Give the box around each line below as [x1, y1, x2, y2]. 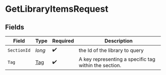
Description [104, 38, 133, 44]
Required [52, 38, 74, 44]
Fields [5, 23, 25, 31]
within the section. [79, 62, 122, 69]
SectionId [7, 48, 31, 53]
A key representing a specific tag [79, 56, 156, 62]
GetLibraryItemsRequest [5, 3, 109, 15]
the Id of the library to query [79, 47, 144, 53]
